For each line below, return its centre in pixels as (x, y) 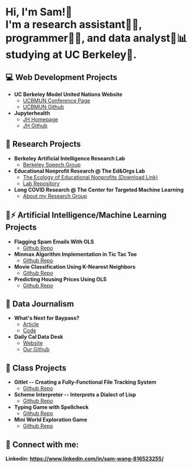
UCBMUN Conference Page (56, 100)
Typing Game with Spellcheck (51, 407)
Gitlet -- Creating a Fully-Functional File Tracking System (85, 382)
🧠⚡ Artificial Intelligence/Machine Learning (86, 215)
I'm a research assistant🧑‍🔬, (74, 24)
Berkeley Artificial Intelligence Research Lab (69, 158)
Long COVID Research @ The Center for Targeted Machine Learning (99, 189)
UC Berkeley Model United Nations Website (68, 94)
